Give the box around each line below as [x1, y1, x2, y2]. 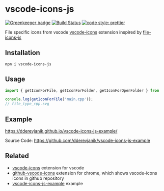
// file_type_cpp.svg [5, 102, 50, 107]
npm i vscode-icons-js [5, 61, 52, 67]
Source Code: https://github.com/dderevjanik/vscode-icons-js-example [5, 137, 151, 143]
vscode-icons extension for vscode [12, 164, 84, 170]
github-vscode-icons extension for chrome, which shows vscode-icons [12, 170, 157, 176]
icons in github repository [12, 175, 64, 181]
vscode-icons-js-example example [12, 180, 83, 186]
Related [5, 152, 29, 160]
